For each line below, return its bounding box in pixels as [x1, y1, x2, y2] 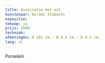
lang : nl [5, 40, 23, 45]
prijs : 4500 [5, 26, 30, 31]
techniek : [5, 30, 26, 35]
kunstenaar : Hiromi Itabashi [5, 12, 65, 17]
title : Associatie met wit [5, 7, 61, 12]
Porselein [5, 53, 25, 59]
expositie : [5, 16, 28, 21]
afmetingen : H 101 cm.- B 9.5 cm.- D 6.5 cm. [5, 35, 101, 40]
